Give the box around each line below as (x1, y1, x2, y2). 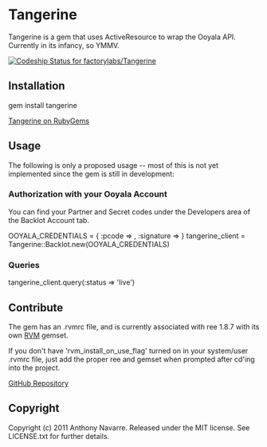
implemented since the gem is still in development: (8, 169, 175, 178)
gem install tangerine (8, 100, 77, 110)
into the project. (8, 362, 61, 373)
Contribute (8, 301, 64, 314)
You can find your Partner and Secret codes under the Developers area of (8, 206, 251, 217)
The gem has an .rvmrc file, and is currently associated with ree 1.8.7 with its (8, 321, 260, 331)
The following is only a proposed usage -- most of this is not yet (8, 160, 219, 170)
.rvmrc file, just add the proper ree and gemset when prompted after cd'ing (8, 354, 255, 364)
